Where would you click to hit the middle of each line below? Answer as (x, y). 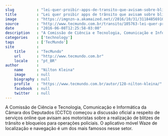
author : (22, 65)
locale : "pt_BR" (35, 61)
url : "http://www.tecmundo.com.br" (59, 56)
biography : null (32, 79)
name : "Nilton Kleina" (44, 70)
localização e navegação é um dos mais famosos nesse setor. (69, 129)
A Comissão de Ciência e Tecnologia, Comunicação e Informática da (76, 107)
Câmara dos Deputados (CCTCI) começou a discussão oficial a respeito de (82, 113)
